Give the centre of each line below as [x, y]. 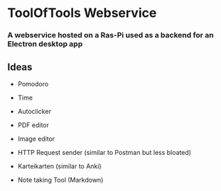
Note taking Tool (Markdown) [60, 180]
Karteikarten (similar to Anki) [59, 166]
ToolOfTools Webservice [82, 13]
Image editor [36, 139]
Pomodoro [33, 83]
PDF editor [33, 125]
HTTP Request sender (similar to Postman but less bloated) [104, 152]
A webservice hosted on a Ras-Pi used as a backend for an [111, 35]
